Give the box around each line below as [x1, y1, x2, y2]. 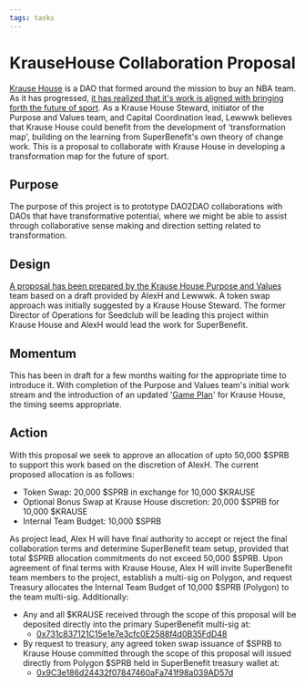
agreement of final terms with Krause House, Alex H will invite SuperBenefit [9, 562, 293, 573]
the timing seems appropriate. [9, 399, 122, 410]
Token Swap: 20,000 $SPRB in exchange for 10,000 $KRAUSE [22, 486, 256, 497]
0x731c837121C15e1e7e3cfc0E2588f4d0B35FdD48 [36, 628, 228, 639]
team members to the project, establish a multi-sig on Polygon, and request [9, 571, 293, 583]
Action [9, 425, 48, 441]
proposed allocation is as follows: [9, 468, 135, 479]
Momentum [9, 345, 77, 361]
